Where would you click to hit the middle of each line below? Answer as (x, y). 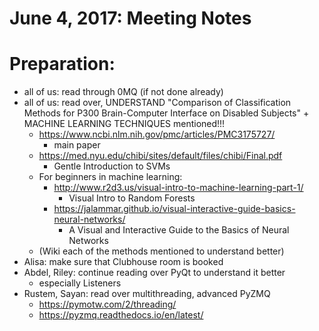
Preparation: (62, 64)
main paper (77, 145)
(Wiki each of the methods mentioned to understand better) (161, 251)
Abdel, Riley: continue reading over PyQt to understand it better (154, 273)
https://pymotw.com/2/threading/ (107, 304)
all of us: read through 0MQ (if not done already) (123, 92)
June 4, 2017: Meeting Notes (130, 18)
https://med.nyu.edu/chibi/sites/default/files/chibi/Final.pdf (160, 156)
